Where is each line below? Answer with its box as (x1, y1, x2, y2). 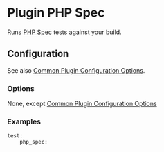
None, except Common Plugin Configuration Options (7, 99, 157, 108)
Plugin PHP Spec (7, 5, 105, 21)
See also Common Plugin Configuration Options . (7, 66, 145, 74)
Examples (7, 117, 42, 126)
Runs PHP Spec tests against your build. (7, 28, 122, 36)
